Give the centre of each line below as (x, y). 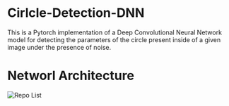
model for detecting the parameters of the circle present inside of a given (114, 39)
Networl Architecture (71, 76)
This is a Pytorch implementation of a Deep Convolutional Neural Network (115, 32)
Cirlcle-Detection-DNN (76, 13)
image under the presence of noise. (59, 47)
